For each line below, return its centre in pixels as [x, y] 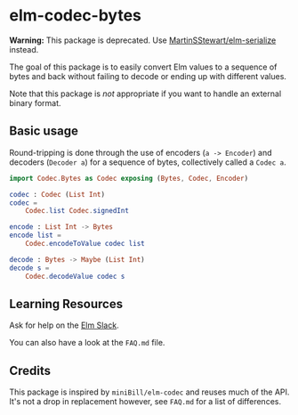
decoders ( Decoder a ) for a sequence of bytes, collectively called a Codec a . [148, 162]
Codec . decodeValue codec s [75, 276]
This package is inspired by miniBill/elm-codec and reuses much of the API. [149, 392]
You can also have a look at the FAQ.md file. [87, 343]
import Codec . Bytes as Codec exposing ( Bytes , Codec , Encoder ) [129, 178]
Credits [30, 370]
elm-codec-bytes [76, 16]
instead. [24, 49]
